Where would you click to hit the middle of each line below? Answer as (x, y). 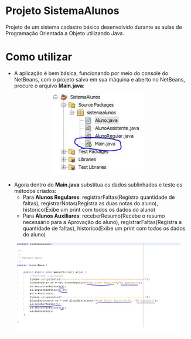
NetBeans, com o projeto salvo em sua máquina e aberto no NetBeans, (100, 79)
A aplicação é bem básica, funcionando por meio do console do (91, 73)
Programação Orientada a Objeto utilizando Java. (65, 33)
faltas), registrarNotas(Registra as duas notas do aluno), (91, 203)
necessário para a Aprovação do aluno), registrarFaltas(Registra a (102, 222)
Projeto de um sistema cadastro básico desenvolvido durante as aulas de (94, 27)
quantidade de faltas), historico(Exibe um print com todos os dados (104, 228)
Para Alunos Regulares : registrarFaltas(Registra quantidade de (99, 197)
